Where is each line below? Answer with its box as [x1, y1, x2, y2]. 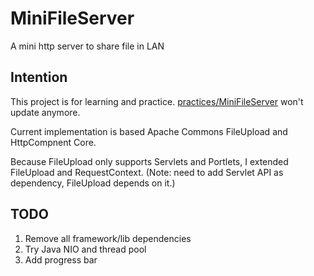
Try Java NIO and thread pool [24, 243, 147, 255]
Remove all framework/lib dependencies [24, 232, 192, 244]
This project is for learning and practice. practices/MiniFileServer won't [10, 95, 304, 107]
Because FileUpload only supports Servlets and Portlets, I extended [10, 155, 289, 167]
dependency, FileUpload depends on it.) [10, 177, 176, 189]
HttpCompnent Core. [10, 136, 97, 148]
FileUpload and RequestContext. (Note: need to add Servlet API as [10, 166, 284, 178]
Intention [10, 69, 68, 86]
